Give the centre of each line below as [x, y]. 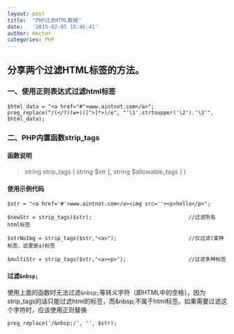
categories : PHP [31, 40]
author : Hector [29, 33]
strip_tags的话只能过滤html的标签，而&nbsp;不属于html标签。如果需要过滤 [114, 301]
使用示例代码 [25, 188]
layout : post [26, 14]
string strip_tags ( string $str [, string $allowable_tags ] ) [105, 172]
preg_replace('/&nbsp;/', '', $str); [62, 323]
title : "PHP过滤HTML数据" [44, 20]
